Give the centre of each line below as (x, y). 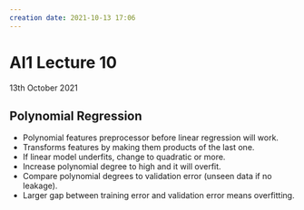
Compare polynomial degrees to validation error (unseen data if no (147, 177)
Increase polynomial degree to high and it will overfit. (122, 167)
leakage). (40, 186)
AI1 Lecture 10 (64, 62)
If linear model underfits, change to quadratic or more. (124, 157)
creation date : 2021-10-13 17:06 (73, 18)
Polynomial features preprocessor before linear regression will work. (151, 138)
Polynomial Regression (76, 115)
